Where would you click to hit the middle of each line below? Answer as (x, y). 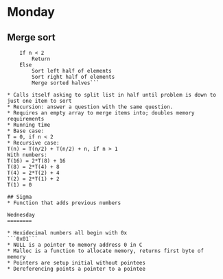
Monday (31, 12)
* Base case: (26, 131)
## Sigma (20, 197)
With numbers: (27, 155)
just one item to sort (39, 101)
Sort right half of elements (73, 77)
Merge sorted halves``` (66, 83)
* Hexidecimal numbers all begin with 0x (67, 233)
